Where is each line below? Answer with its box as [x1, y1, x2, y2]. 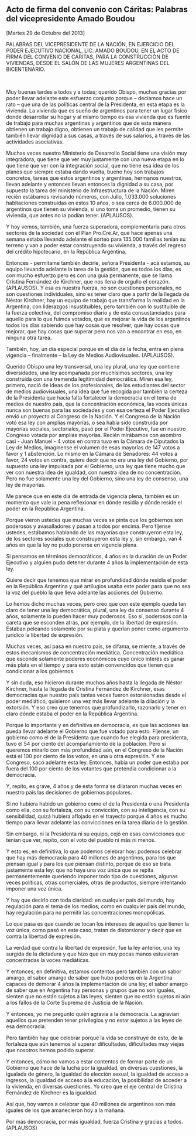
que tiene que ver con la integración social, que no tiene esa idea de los [6, 162, 180, 169]
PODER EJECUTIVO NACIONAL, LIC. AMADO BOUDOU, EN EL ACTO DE [6, 47, 180, 54]
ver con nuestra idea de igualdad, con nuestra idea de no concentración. [6, 469, 182, 476]
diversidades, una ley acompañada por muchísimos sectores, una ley [6, 369, 173, 376]
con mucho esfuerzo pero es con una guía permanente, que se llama [6, 272, 173, 279]
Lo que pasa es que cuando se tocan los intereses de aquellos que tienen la [6, 920, 189, 927]
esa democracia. [6, 1022, 47, 1030]
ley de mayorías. [6, 481, 46, 488]
